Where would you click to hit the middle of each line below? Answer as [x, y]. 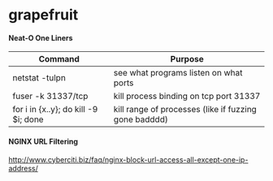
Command [59, 59]
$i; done [28, 119]
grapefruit [43, 15]
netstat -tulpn [39, 78]
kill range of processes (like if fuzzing [185, 110]
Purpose [187, 59]
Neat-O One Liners [41, 37]
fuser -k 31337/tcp [50, 97]
